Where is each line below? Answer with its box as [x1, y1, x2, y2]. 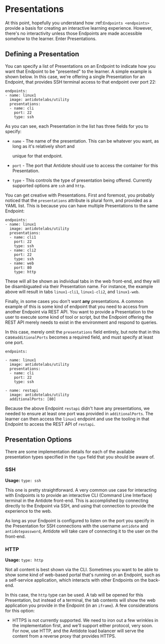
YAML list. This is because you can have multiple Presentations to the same [5, 202, 159, 208]
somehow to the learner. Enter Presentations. [5, 36, 97, 42]
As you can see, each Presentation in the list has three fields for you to [5, 123, 149, 129]
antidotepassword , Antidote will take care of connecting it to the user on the [5, 528, 159, 534]
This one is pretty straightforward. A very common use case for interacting [5, 487, 157, 493]
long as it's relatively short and [12, 143, 75, 149]
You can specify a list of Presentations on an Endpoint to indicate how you [5, 63, 156, 69]
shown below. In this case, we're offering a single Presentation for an [5, 73, 145, 80]
